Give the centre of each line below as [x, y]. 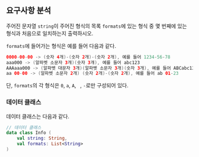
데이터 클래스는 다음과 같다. [38, 116]
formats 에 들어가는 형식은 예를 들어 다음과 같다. [61, 45]
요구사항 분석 [29, 11]
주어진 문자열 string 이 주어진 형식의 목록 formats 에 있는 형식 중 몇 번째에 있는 [97, 26]
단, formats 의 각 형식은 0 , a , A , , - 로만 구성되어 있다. [67, 86]
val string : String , [42, 138]
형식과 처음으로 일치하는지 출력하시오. [50, 33]
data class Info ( [29, 133]
